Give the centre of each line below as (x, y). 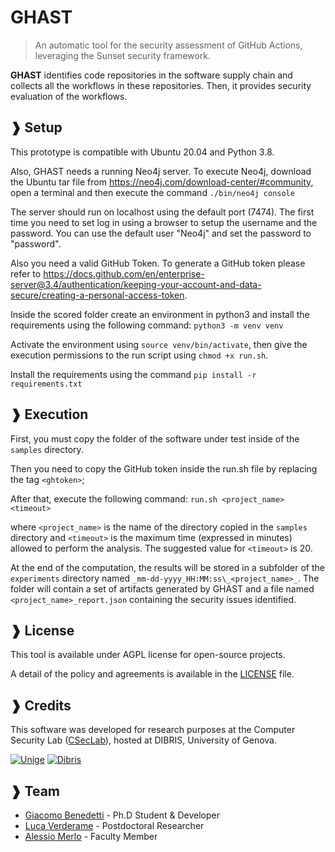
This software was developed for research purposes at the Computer (153, 730)
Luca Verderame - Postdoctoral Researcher (114, 825)
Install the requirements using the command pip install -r (133, 374)
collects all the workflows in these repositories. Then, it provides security (161, 85)
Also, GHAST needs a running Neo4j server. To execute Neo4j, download (161, 171)
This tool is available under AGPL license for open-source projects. (148, 655)
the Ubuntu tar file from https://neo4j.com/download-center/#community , (162, 182)
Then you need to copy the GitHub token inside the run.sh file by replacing (164, 468)
